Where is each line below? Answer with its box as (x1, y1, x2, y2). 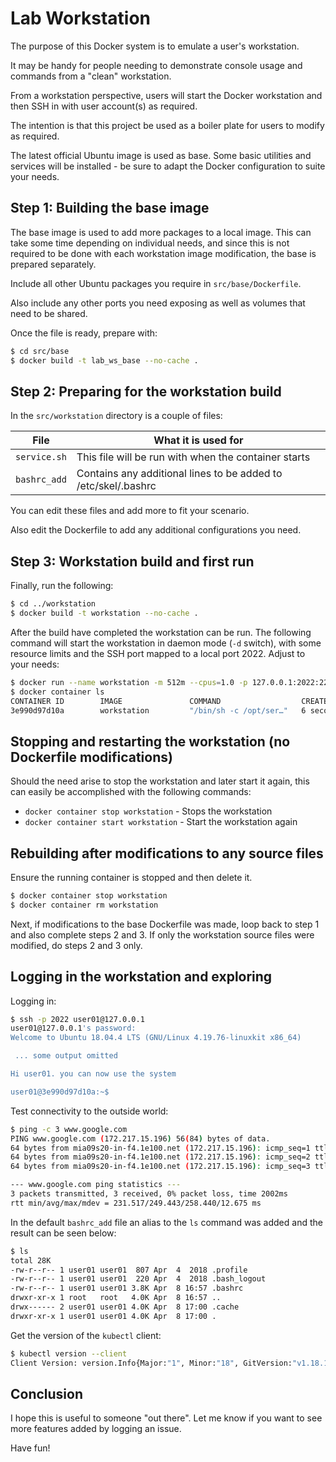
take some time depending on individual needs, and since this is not (10, 237, 290, 249)
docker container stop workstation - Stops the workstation (24, 805, 273, 817)
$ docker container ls (10, 687, 105, 697)
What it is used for (153, 433, 244, 447)
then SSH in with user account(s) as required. (10, 100, 198, 112)
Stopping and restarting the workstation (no (10, 733, 291, 750)
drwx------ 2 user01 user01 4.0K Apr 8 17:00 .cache (10, 1302, 240, 1312)
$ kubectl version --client (10, 1348, 128, 1359)
